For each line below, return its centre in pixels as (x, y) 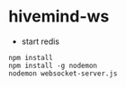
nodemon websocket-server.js (63, 74)
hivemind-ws (59, 17)
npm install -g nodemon (53, 65)
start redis (40, 41)
